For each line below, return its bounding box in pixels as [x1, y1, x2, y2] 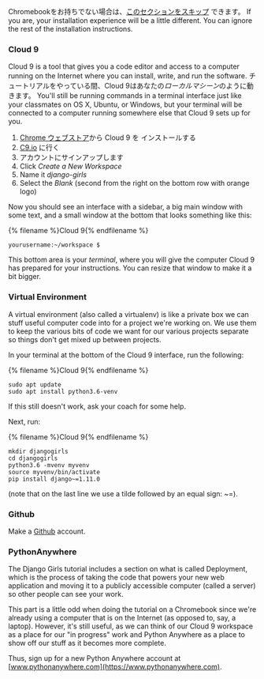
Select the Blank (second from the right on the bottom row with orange [19, 179, 250, 188]
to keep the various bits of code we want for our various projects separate [8, 326, 250, 336]
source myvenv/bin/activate [8, 468, 101, 476]
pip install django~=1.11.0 [8, 475, 101, 483]
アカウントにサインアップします [19, 153, 124, 162]
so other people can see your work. [8, 590, 124, 599]
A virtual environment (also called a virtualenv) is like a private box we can [8, 309, 250, 319]
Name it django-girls [19, 170, 87, 179]
